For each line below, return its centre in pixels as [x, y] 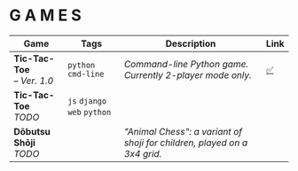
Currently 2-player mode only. [188, 74]
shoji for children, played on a [186, 143]
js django [87, 101]
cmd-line [86, 74]
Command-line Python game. [186, 64]
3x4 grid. [143, 153]
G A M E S [45, 16]
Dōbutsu [32, 131]
